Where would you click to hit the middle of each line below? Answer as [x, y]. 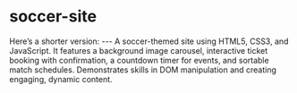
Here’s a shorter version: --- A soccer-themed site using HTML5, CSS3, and [149, 41]
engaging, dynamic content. [61, 79]
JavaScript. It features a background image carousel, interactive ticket [139, 50]
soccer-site [53, 17]
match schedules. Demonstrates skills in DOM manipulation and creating [143, 70]
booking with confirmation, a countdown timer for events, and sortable [140, 60]
